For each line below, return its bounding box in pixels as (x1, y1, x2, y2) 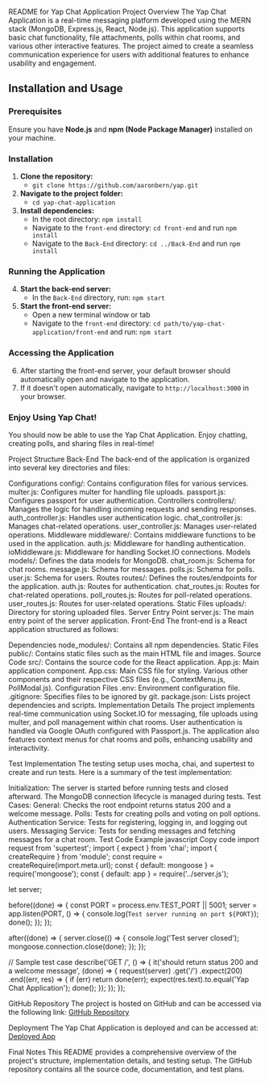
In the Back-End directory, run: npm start (31, 293, 165, 302)
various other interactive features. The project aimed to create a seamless (8, 41, 254, 51)
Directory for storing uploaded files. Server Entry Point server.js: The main (8, 607, 255, 617)
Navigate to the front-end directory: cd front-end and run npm (31, 222, 238, 233)
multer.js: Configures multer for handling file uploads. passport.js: (8, 486, 226, 496)
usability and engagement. (8, 58, 97, 68)
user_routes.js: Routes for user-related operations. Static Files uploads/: (8, 598, 247, 608)
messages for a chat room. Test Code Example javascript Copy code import (8, 834, 260, 844)
